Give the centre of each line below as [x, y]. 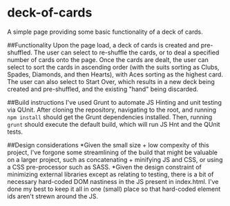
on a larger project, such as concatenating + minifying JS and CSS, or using [115, 159]
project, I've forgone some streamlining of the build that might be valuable [113, 152]
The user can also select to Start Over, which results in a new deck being [111, 81]
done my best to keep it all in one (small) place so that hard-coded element [114, 189]
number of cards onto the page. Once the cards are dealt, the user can [108, 59]
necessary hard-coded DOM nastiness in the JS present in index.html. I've [113, 181]
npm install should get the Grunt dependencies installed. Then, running [110, 117]
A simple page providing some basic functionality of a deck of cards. [105, 32]
